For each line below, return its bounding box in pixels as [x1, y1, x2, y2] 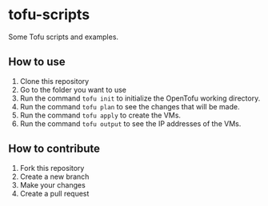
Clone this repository [19, 76, 90, 85]
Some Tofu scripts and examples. [8, 32, 118, 42]
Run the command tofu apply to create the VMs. [19, 110, 182, 120]
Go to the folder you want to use [19, 85, 126, 94]
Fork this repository [19, 163, 85, 172]
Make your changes [19, 180, 86, 189]
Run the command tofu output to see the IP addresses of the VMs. [19, 118, 242, 129]
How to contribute [8, 142, 101, 156]
